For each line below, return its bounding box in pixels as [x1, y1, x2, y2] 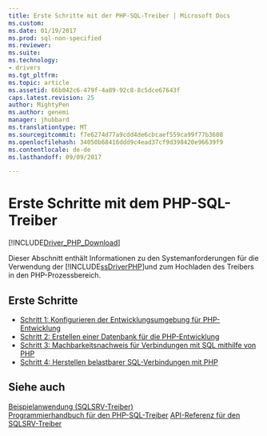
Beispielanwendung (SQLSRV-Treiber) [8, 402, 133, 411]
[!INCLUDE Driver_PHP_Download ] [8, 238, 121, 248]
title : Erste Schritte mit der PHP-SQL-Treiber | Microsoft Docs [8, 11, 230, 20]
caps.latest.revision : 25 [8, 94, 94, 102]
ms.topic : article [8, 78, 70, 86]
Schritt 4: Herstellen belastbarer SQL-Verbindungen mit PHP [19, 358, 218, 366]
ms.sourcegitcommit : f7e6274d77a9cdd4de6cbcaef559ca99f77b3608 [8, 130, 224, 138]
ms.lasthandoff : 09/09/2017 [8, 153, 102, 161]
